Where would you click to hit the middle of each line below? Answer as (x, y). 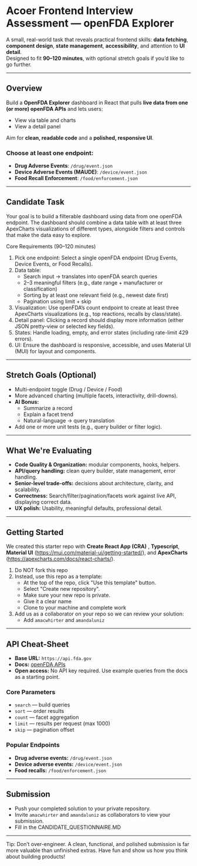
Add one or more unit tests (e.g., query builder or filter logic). (88, 427)
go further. (19, 64)
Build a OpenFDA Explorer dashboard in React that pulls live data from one (97, 102)
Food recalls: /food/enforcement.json (60, 770)
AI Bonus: (27, 402)
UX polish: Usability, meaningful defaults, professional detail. (89, 508)
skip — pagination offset (44, 730)
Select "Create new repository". (62, 589)
